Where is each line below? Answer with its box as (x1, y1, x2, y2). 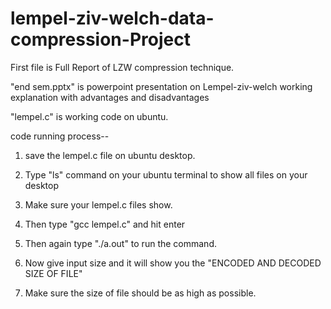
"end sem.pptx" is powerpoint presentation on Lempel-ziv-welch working (10, 80, 313, 92)
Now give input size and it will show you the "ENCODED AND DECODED (24, 257, 322, 269)
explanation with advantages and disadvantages (10, 91, 210, 103)
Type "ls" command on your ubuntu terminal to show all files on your (24, 168, 308, 181)
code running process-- (10, 130, 110, 142)
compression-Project (10, 28, 191, 51)
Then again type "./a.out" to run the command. (24, 237, 217, 249)
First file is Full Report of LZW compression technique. (10, 61, 235, 73)
